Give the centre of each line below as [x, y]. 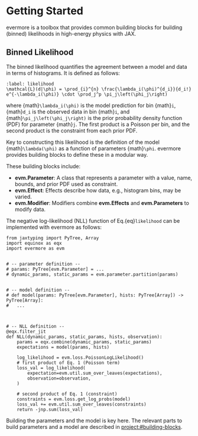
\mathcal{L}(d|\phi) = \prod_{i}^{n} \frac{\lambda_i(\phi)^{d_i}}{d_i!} [99, 89]
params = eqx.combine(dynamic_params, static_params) [84, 342]
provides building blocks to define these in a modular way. [77, 154]
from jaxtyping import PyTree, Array [53, 238]
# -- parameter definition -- [43, 264]
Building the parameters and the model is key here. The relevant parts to [94, 421]
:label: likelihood [30, 84]
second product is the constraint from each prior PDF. [72, 130]
